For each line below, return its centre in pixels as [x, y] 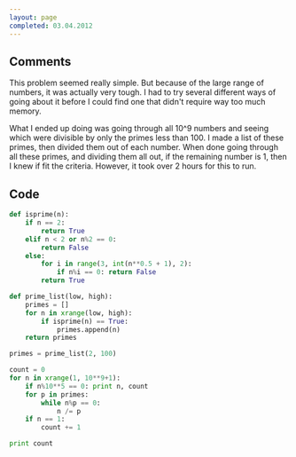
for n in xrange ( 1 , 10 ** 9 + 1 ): [65, 378]
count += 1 [61, 428]
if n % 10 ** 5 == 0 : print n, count [87, 386]
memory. [25, 111]
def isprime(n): [39, 215]
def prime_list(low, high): [61, 296]
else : [35, 256]
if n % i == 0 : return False [106, 272]
